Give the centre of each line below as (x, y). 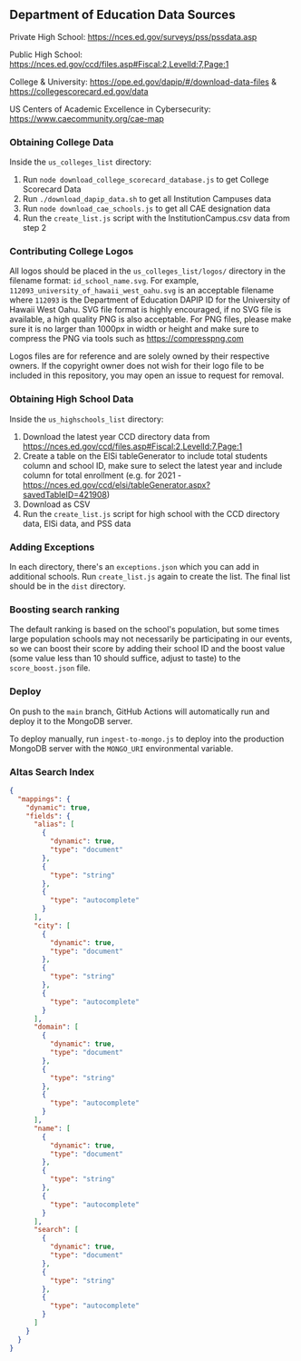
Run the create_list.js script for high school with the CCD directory (151, 513)
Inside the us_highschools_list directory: (87, 419)
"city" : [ (52, 926)
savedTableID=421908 (64, 494)
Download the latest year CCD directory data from (116, 436)
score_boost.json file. (50, 668)
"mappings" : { (44, 799)
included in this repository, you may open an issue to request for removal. (147, 375)
